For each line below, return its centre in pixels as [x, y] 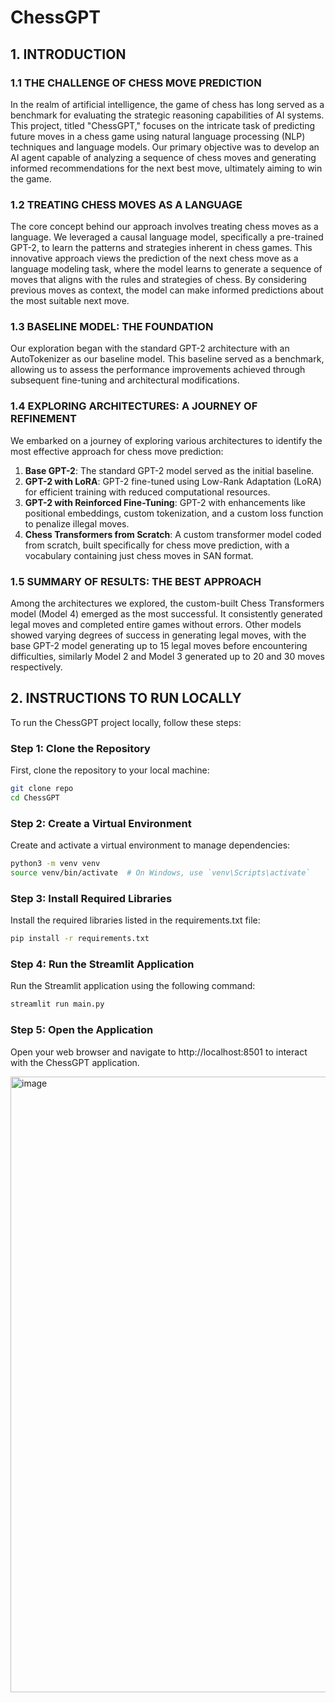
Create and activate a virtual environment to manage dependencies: [150, 845]
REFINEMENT [43, 419]
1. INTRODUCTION [68, 54]
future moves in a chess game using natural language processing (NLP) [158, 136]
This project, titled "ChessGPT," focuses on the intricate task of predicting [163, 125]
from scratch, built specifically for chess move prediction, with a [157, 545]
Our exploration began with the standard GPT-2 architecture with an [150, 348]
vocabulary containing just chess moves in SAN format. [139, 555]
